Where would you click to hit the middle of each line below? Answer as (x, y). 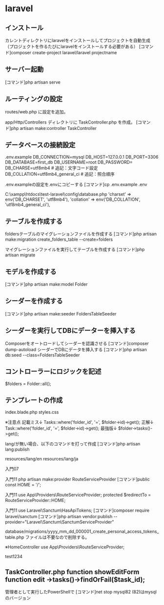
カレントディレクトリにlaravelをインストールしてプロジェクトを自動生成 (78, 40)
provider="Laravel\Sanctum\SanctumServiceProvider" (60, 522)
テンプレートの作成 (34, 400)
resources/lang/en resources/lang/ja (42, 459)
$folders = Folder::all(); (28, 383)
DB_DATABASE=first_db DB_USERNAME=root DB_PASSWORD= (69, 162)
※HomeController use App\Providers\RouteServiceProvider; (65, 547)
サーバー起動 (24, 70)
